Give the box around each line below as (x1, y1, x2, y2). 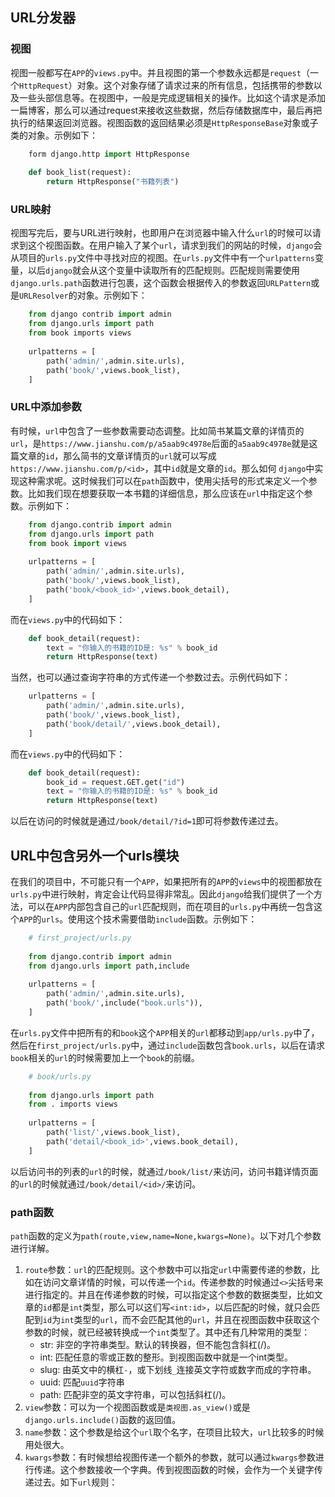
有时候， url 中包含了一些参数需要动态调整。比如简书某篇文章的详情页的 (10, 424, 305, 437)
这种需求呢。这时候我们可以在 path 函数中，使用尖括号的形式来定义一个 (18, 474, 309, 487)
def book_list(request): (28, 168, 132, 178)
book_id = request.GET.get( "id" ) (46, 777, 186, 787)
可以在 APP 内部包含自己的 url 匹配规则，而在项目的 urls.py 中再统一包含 (27, 900, 315, 912)
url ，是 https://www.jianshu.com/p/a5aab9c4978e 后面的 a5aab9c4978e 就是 (10, 437, 310, 449)
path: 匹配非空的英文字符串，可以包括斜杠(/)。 (39, 1389, 232, 1401)
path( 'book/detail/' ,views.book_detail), (46, 719, 222, 729)
